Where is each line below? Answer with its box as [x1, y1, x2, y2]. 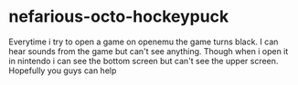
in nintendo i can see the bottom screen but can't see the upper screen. [8, 55, 279, 66]
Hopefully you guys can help [8, 65, 117, 76]
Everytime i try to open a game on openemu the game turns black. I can [8, 36, 279, 47]
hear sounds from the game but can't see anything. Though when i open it [8, 45, 289, 56]
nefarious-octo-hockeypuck [8, 6, 229, 27]
